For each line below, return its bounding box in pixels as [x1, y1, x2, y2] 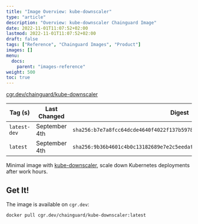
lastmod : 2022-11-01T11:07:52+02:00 [6, 31, 96, 37]
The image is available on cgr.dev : [6, 200, 90, 207]
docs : [11, 58, 25, 64]
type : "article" [6, 14, 46, 20]
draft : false [6, 36, 38, 42]
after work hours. [6, 168, 48, 175]
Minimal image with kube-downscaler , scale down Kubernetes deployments [6, 162, 190, 169]
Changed [38, 112, 65, 121]
